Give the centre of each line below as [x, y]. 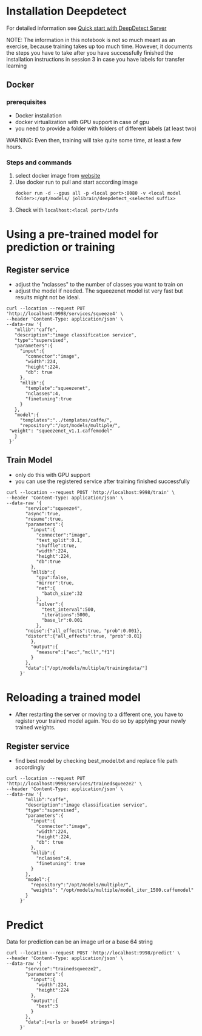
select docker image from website [58, 175]
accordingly [30, 767]
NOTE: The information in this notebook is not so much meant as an [91, 40]
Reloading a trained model [74, 697]
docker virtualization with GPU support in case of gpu [82, 122]
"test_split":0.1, [59, 540]
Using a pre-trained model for [82, 235]
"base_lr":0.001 [62, 620]
